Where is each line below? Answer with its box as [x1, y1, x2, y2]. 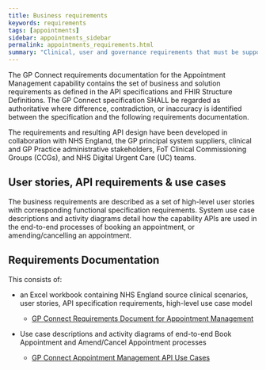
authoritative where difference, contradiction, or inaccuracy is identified [8, 104, 242, 113]
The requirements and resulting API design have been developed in [8, 128, 228, 137]
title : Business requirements [8, 11, 108, 20]
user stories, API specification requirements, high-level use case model [19, 298, 253, 307]
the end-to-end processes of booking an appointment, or [8, 222, 196, 231]
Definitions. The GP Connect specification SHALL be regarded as [8, 96, 221, 105]
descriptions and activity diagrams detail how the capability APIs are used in [8, 213, 257, 223]
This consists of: [8, 274, 63, 284]
